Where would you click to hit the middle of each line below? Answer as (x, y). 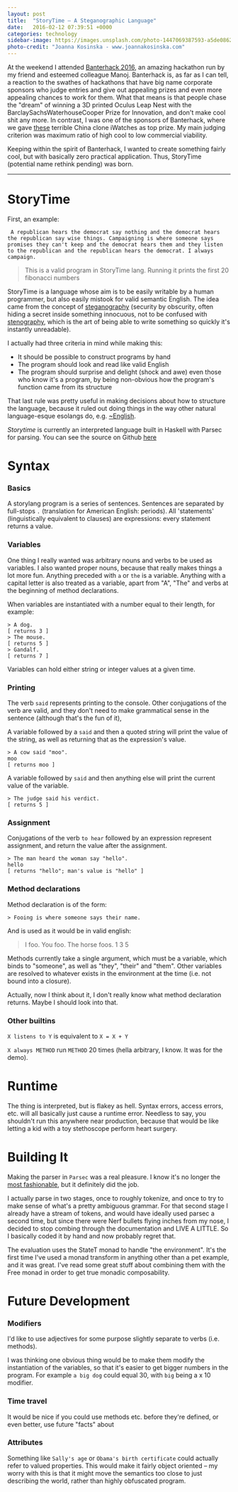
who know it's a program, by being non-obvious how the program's (116, 379)
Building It (38, 1158)
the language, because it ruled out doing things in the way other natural (112, 408)
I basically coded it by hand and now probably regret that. (91, 1236)
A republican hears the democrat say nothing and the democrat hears (115, 232)
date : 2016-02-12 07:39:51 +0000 (60, 27)
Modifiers (24, 1323)
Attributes (25, 1442)
